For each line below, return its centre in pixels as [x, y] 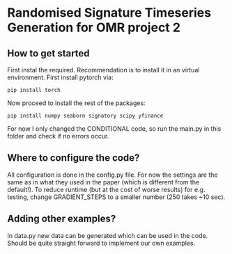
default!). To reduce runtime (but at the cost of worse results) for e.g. [106, 189]
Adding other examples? [62, 219]
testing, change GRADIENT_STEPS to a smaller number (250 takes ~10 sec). [116, 197]
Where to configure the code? [74, 158]
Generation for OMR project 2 [94, 27]
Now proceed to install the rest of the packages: [76, 103]
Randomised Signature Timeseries [109, 13]
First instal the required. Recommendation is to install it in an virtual [103, 70]
